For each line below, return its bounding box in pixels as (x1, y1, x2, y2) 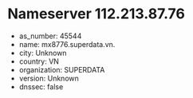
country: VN (18, 57, 59, 66)
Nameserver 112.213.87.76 (7, 5, 185, 23)
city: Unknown (18, 48, 67, 57)
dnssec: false (18, 81, 64, 92)
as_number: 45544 (18, 31, 82, 41)
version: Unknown (18, 73, 79, 83)
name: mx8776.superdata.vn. (18, 39, 116, 49)
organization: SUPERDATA (18, 65, 105, 74)
